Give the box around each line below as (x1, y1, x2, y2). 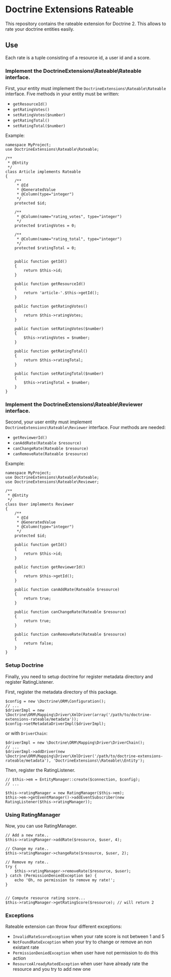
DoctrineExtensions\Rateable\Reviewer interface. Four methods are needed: (5, 424, 166, 431)
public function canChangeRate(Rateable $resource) (14, 609, 127, 615)
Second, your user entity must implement (5, 419, 92, 425)
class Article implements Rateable (5, 169, 81, 175)
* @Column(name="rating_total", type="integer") (16, 237, 123, 242)
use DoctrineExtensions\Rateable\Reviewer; (5, 479, 100, 485)
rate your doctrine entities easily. (5, 26, 75, 32)
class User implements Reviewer (5, 502, 74, 507)
